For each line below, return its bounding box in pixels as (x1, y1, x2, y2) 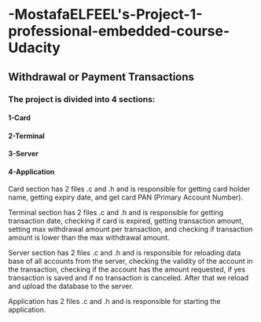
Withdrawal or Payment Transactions (8, 70, 195, 83)
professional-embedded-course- (8, 22, 230, 40)
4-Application (8, 166, 55, 176)
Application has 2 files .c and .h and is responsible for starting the (8, 297, 221, 306)
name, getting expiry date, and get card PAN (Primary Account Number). (8, 192, 244, 202)
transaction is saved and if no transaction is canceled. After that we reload (8, 273, 249, 283)
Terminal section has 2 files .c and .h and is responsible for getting (8, 208, 224, 218)
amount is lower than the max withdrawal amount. (8, 233, 170, 243)
